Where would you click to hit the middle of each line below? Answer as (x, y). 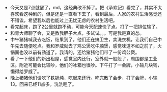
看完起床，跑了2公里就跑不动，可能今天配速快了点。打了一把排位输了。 (85, 27)
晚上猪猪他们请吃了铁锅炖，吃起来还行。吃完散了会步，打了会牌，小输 (84, 78)
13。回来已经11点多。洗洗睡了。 (43, 84)
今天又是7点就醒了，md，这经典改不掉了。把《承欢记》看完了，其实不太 (86, 7)
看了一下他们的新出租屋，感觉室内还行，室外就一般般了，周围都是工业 (84, 59)
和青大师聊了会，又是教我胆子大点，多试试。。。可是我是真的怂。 (77, 33)
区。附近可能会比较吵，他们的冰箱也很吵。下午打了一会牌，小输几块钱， (86, 65)
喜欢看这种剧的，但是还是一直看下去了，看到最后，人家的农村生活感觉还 (86, 14)
